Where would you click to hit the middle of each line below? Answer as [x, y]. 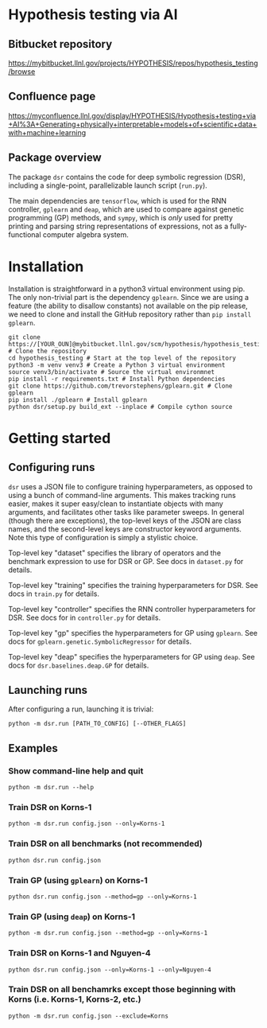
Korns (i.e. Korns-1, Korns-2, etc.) [75, 999]
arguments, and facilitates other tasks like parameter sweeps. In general [126, 512]
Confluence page [52, 97]
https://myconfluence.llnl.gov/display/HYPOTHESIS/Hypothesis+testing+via [132, 115]
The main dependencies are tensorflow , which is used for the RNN [118, 201]
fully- [239, 226]
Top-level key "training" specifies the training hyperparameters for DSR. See [133, 585]
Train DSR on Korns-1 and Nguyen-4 [79, 953]
